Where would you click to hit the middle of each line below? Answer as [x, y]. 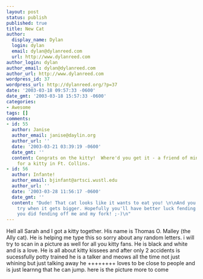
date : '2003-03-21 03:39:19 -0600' [56, 146]
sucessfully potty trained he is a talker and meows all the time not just [93, 257]
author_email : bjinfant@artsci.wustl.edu [65, 181]
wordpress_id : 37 [28, 79]
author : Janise [31, 130]
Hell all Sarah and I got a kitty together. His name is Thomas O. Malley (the [98, 231]
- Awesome [19, 107]
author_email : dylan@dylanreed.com [51, 68]
